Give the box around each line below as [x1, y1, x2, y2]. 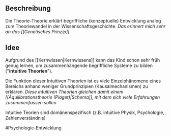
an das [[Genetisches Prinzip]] [5, 28, 70, 35]
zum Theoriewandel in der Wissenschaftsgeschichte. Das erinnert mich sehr [5, 23, 166, 29]
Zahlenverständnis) [5, 115, 46, 121]
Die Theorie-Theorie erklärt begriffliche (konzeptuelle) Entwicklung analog [5, 17, 161, 24]
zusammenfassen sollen [5, 99, 57, 105]
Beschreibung [5, 4, 51, 13]
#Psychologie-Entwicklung [5, 125, 62, 131]
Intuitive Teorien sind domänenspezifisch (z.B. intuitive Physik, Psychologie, [5, 109, 164, 116]
